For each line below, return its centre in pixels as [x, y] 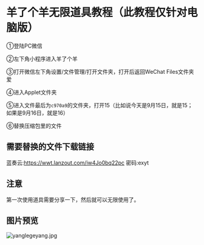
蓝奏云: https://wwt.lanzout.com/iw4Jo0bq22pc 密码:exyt [78, 163]
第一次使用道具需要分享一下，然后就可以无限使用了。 [73, 199]
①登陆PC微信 [24, 46]
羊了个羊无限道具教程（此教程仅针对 [97, 12]
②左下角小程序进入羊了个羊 [42, 59]
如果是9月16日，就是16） [37, 113]
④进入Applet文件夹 [32, 92]
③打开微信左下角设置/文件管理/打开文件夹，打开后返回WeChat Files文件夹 [100, 71]
